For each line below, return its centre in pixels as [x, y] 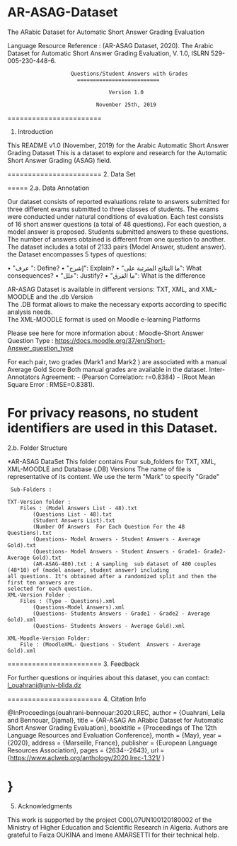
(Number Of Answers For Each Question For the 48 [109, 526]
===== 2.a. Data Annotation [48, 188]
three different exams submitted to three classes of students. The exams [113, 209]
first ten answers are [41, 582]
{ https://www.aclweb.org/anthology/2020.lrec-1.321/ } [86, 757]
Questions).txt [30, 533]
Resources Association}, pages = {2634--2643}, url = [86, 750]
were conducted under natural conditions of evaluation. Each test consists [116, 216]
